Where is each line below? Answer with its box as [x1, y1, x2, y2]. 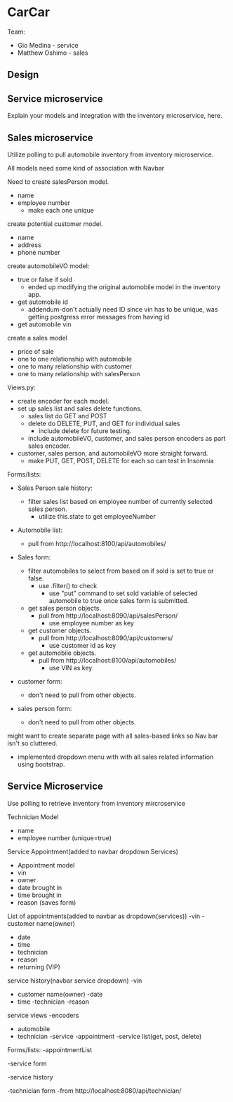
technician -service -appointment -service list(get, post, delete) [17, 1032, 202, 1040]
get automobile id [17, 298, 69, 306]
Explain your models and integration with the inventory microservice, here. [7, 112, 222, 120]
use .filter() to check [38, 581, 98, 590]
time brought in [17, 891, 62, 899]
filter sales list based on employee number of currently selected [27, 497, 213, 505]
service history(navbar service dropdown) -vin [7, 976, 142, 985]
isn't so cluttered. [7, 738, 58, 748]
